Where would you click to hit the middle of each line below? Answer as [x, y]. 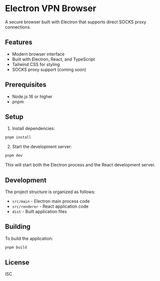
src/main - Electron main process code [51, 201]
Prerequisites [26, 85]
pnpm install [18, 137]
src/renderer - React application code [50, 206]
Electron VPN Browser [51, 8]
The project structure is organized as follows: [50, 192]
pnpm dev [14, 156]
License [17, 263]
